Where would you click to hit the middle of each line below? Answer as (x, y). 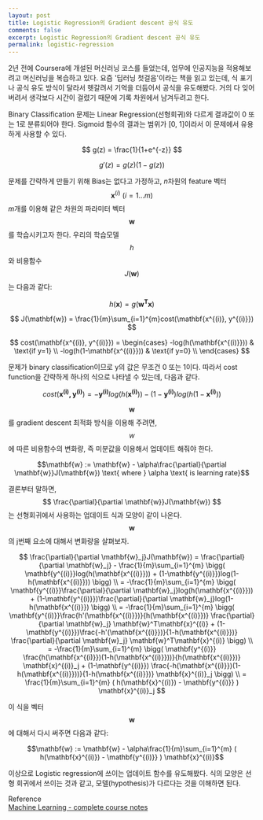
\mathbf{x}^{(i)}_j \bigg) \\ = (201, 674)
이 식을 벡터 (26, 707)
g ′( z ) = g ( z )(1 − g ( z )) (132, 165)
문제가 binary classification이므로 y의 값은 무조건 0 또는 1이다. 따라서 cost (123, 368)
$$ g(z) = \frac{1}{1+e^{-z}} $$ (132, 150)
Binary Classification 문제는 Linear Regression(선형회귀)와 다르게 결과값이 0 (128, 114)
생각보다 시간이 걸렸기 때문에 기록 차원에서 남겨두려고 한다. (119, 98)
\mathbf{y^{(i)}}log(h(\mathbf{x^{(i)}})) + (91, 574)
